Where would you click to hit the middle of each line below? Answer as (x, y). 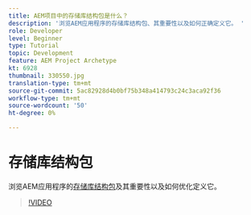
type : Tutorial (34, 46)
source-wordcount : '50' (48, 105)
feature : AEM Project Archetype (62, 61)
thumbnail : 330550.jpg (46, 76)
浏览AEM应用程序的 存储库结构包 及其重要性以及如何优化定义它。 (115, 186)
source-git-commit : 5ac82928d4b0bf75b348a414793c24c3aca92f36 (115, 91)
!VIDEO (40, 202)
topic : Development (41, 53)
